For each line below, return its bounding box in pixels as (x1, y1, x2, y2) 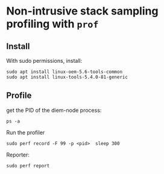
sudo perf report (6, 163, 50, 169)
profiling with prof (6, 17, 99, 31)
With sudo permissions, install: (6, 57, 83, 64)
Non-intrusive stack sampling (6, 4, 159, 18)
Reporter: (6, 151, 30, 158)
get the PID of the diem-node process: (6, 106, 102, 114)
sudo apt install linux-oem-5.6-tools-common (6, 69, 122, 75)
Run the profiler (6, 129, 45, 136)
